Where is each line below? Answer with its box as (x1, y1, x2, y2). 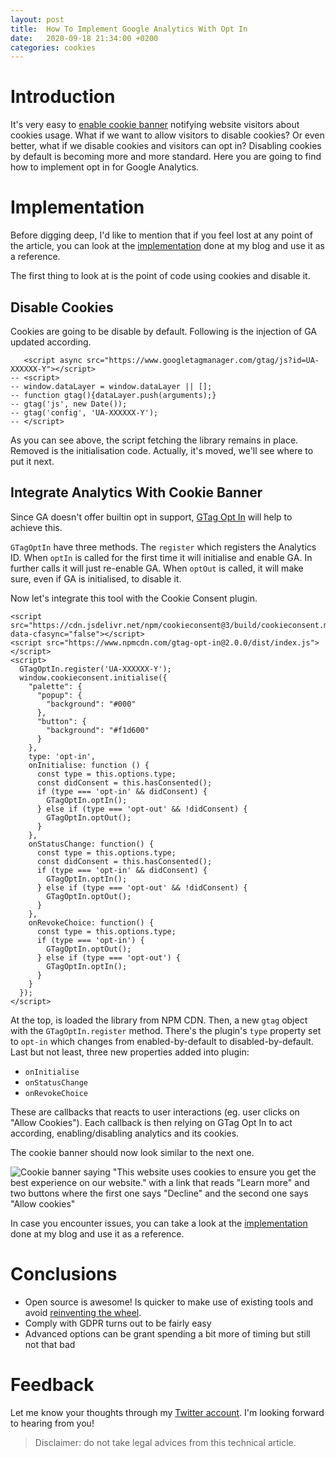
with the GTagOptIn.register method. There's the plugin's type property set (10, 1024, 322, 1036)
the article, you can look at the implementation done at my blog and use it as (10, 240, 325, 252)
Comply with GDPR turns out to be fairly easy (24, 1317, 212, 1329)
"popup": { (36, 690, 83, 700)
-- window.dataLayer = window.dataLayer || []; (10, 381, 213, 391)
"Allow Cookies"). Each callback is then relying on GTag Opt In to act (10, 1116, 293, 1128)
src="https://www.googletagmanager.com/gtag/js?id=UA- (86, 355, 320, 365)
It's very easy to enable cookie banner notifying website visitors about (10, 119, 300, 131)
